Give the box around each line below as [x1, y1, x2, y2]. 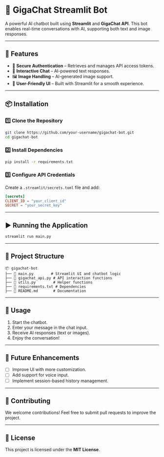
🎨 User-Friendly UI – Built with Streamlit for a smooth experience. [12, 80, 144, 86]
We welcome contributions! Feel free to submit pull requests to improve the [5, 410, 156, 415]
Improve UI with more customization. [12, 366, 86, 372]
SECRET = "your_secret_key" [5, 203, 62, 208]
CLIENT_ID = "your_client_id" [5, 198, 67, 204]
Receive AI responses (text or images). [12, 330, 90, 336]
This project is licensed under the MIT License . [5, 447, 100, 453]
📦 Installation [5, 100, 49, 108]
